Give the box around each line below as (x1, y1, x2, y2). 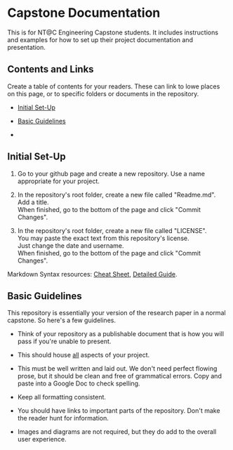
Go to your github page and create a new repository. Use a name (17, 169, 206, 178)
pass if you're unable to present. (17, 337, 112, 345)
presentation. (7, 43, 46, 51)
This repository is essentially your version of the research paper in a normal (7, 309, 226, 317)
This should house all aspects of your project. (17, 351, 150, 359)
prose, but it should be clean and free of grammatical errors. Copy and (17, 372, 222, 380)
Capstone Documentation (7, 5, 161, 21)
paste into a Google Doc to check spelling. (17, 379, 140, 388)
